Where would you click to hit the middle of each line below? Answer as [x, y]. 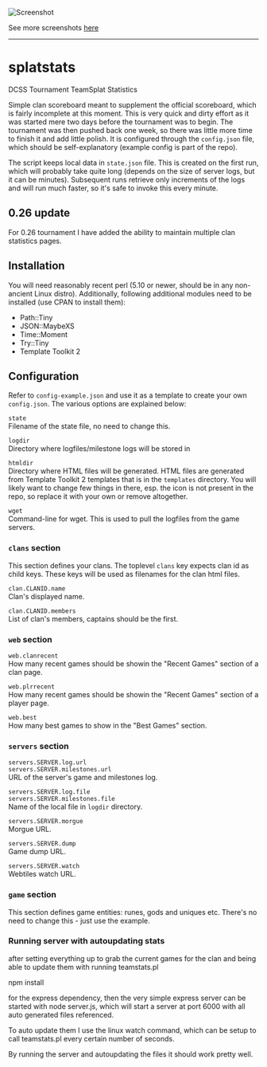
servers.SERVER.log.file [49, 792]
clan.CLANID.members [43, 611]
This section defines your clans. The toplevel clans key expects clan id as [129, 565]
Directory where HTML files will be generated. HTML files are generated [126, 471]
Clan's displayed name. [46, 596]
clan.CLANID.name [37, 588]
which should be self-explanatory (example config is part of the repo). [123, 147]
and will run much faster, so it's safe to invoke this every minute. [113, 188]
